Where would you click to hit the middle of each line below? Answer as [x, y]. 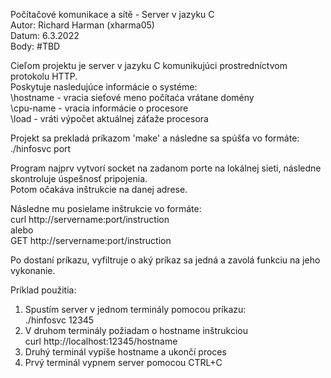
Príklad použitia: [43, 290]
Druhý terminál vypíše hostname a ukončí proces [125, 352]
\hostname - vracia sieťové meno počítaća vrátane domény [132, 97]
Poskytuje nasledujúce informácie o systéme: [104, 87]
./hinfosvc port [41, 148]
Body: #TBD [35, 46]
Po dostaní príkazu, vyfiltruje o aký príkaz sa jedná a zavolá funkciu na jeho [165, 260]
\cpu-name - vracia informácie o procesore [99, 108]
